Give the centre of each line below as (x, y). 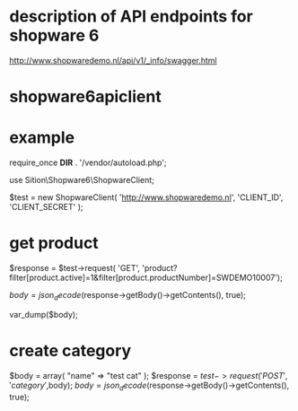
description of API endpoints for (131, 17)
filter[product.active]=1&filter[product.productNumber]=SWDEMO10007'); (146, 277)
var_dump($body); (44, 314)
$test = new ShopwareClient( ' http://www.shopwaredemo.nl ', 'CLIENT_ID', (146, 197)
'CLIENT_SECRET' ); (46, 207)
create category (70, 350)
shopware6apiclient (85, 97)
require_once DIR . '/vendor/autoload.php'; (88, 162)
